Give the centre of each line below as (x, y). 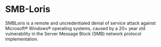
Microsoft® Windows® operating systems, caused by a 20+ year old (75, 28)
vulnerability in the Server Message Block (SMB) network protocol (73, 33)
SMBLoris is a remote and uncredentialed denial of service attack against (80, 23)
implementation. (22, 39)
